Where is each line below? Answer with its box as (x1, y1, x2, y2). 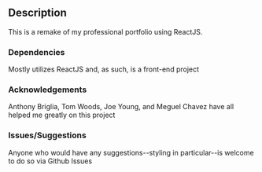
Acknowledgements (8, 84, 87, 95)
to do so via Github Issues (8, 156, 93, 166)
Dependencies (8, 46, 65, 57)
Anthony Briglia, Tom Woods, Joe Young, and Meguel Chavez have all (8, 102, 234, 112)
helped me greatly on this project (8, 110, 116, 120)
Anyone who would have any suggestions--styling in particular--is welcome (8, 148, 254, 157)
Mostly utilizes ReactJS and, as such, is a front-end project (8, 64, 199, 74)
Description (8, 6, 67, 20)
